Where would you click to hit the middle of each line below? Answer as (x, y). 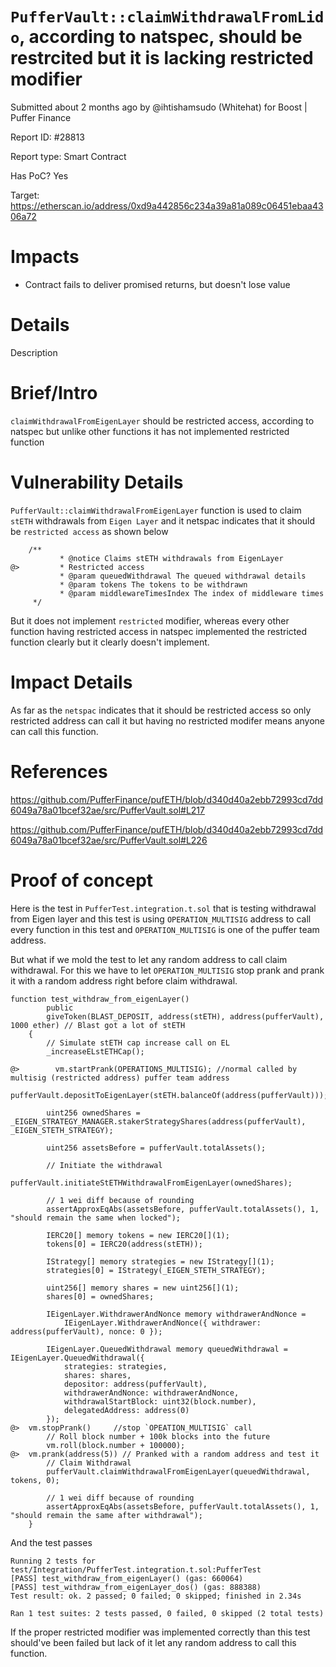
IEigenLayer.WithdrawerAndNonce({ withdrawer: (162, 1323)
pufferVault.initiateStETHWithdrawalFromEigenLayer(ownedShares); (151, 1183)
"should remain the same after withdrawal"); (106, 1515)
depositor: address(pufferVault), (135, 1384)
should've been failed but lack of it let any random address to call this (153, 1642)
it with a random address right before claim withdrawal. (124, 980)
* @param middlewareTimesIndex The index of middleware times (192, 593)
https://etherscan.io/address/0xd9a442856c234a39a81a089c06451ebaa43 (167, 205)
